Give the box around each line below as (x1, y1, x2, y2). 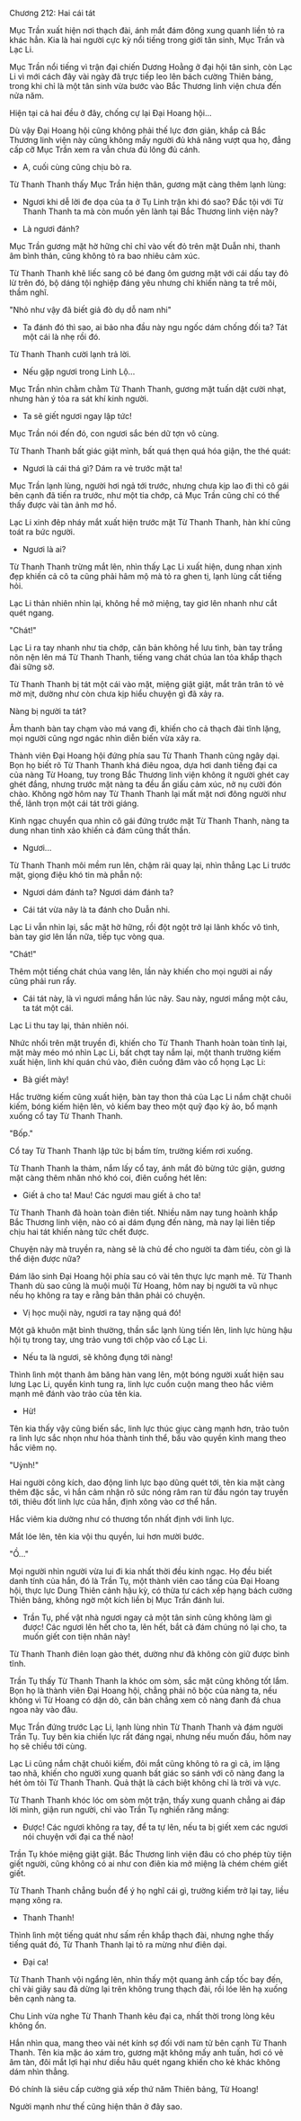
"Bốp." (9, 1128, 34, 1139)
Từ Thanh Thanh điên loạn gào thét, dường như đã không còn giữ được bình (9, 1649, 290, 1659)
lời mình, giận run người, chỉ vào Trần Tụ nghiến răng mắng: (9, 1804, 230, 1815)
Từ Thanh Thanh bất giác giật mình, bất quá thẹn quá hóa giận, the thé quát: (9, 445, 291, 456)
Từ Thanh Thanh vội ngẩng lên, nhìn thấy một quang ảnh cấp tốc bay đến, (9, 1974, 283, 1984)
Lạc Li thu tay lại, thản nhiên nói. (9, 1020, 129, 1031)
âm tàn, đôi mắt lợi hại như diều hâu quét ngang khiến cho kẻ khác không (9, 2057, 280, 2067)
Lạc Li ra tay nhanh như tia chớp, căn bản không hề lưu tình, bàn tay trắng (9, 642, 283, 653)
